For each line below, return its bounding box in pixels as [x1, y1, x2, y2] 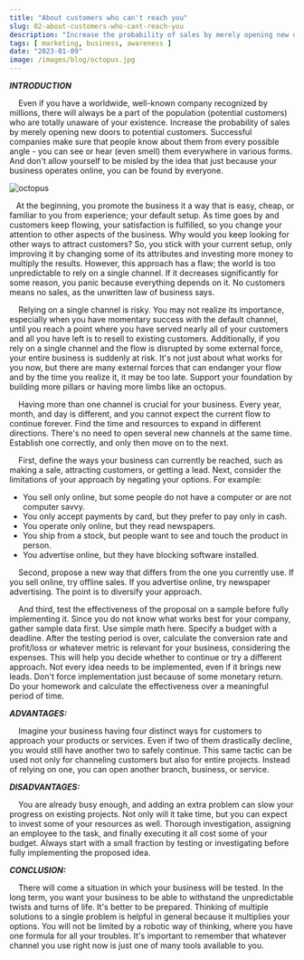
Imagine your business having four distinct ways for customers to [17, 725, 262, 736]
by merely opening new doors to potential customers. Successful [9, 127, 252, 137]
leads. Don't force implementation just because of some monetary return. [9, 671, 283, 682]
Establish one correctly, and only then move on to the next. [9, 437, 229, 448]
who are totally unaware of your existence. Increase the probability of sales [9, 117, 290, 128]
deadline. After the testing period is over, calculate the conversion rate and [9, 633, 288, 643]
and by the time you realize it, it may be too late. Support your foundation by [9, 372, 293, 382]
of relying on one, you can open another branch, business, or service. [9, 764, 270, 774]
